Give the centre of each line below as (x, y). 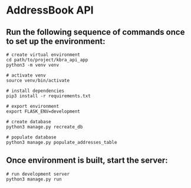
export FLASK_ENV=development (43, 111)
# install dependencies (35, 91)
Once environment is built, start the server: (87, 161)
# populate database (32, 137)
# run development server (38, 174)
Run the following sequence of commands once (95, 32)
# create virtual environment (43, 55)
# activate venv (26, 75)
